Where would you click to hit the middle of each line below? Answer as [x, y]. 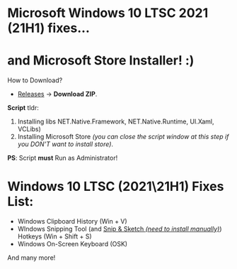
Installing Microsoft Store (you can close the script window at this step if [123, 137]
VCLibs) [29, 129]
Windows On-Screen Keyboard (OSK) [73, 244]
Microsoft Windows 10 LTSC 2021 [108, 13]
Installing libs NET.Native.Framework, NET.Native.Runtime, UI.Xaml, [116, 121]
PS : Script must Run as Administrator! [63, 158]
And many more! [31, 258]
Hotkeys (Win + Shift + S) [54, 236]
